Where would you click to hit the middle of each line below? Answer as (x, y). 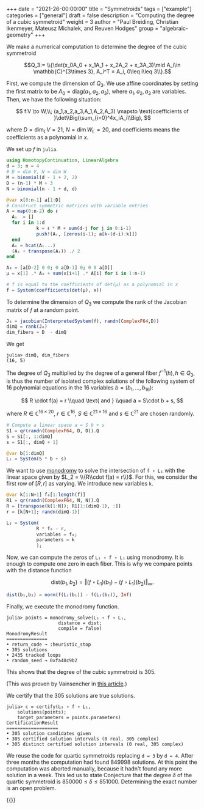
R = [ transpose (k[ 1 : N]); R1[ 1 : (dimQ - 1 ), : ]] (64, 506)
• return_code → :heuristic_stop (49, 645)
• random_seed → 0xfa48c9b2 (42, 660)
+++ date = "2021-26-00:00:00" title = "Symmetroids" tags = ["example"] (99, 9)
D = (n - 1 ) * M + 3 (30, 183)
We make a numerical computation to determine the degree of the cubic (97, 46)
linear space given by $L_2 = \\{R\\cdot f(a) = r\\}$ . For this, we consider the (102, 477)
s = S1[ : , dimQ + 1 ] (33, 442)
